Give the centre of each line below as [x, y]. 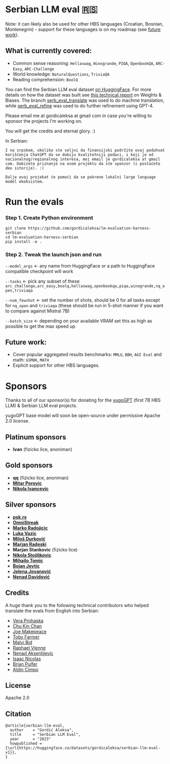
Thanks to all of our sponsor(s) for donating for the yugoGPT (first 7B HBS [83, 400]
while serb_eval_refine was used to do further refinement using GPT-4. [80, 105]
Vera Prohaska [28, 620]
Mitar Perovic [27, 483]
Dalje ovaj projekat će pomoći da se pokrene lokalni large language [81, 177]
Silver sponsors [31, 505]
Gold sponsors [29, 466]
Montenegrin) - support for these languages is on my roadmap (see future [83, 29]
